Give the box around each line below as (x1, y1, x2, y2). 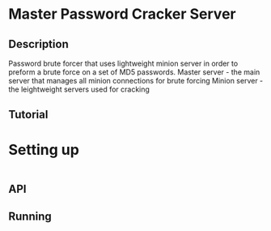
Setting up (8, 140, 79, 159)
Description (8, 37, 69, 51)
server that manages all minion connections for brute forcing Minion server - (8, 76, 264, 85)
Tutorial (8, 108, 49, 122)
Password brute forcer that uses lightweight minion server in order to (8, 58, 239, 68)
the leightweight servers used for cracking (8, 84, 150, 94)
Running (8, 210, 53, 224)
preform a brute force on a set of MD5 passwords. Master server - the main (8, 67, 260, 77)
